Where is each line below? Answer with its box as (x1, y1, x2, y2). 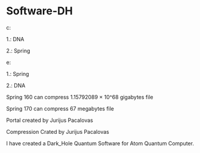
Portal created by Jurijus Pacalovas (6, 117, 94, 124)
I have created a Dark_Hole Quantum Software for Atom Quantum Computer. (6, 139, 194, 147)
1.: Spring (6, 70, 29, 77)
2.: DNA (6, 82, 26, 89)
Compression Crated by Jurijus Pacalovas (6, 128, 109, 135)
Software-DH (6, 4, 73, 18)
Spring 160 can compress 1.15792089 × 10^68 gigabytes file (6, 93, 153, 100)
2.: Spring (6, 47, 30, 54)
